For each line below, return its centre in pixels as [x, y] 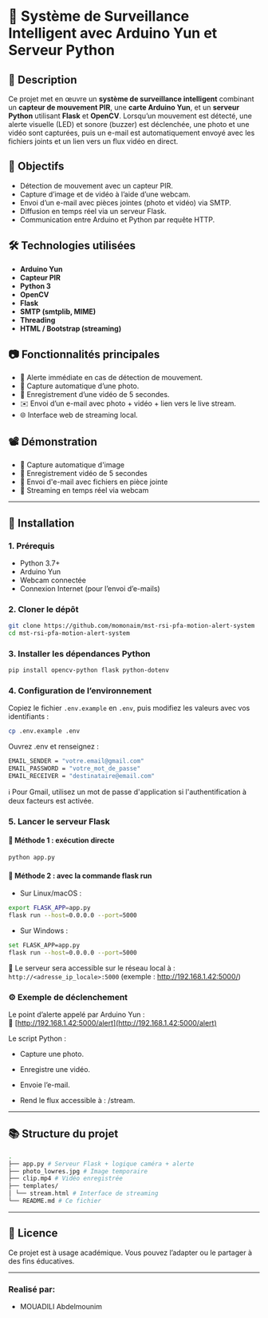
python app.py [32, 858]
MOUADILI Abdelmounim [61, 1306]
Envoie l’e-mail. [45, 1085]
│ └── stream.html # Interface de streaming [83, 1193]
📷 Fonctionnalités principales [84, 355]
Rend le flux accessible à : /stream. [77, 1100]
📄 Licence [33, 1233]
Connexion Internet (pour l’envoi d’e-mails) [90, 588]
